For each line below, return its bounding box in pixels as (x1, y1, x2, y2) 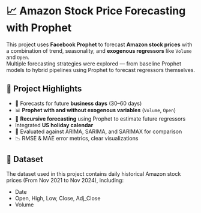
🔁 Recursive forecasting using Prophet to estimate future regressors (14, 115, 186, 122)
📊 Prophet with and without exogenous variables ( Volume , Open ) (14, 106, 176, 113)
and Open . (6, 53, 30, 61)
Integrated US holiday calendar (14, 121, 94, 128)
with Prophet (6, 21, 72, 35)
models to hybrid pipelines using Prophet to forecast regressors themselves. (6, 66, 196, 73)
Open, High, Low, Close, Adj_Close (14, 194, 101, 202)
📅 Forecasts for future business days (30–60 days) (14, 100, 142, 107)
